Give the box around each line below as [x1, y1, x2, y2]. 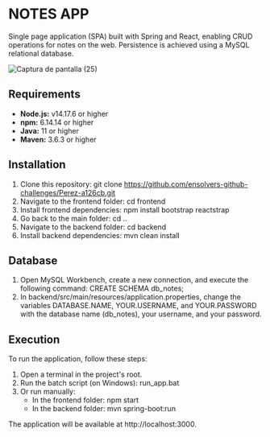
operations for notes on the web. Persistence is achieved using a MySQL [8, 39, 250, 49]
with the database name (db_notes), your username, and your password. [19, 309, 262, 319]
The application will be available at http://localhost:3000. [8, 419, 197, 429]
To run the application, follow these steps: [8, 354, 147, 364]
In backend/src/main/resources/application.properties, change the [19, 292, 242, 302]
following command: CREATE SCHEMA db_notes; [19, 283, 184, 294]
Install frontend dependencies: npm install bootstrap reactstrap [19, 204, 230, 214]
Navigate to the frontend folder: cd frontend [19, 196, 166, 206]
